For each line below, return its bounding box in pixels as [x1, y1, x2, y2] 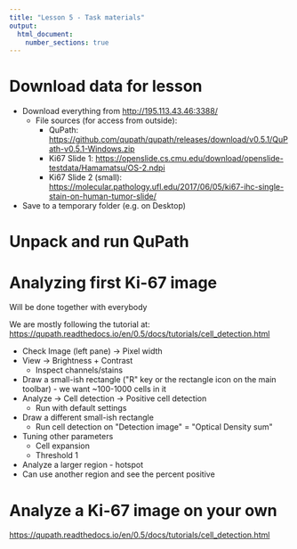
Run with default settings [35, 403, 127, 414]
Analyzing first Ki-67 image [9, 273, 218, 292]
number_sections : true [25, 37, 109, 47]
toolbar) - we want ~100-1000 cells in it [21, 384, 167, 395]
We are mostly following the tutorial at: [9, 319, 150, 330]
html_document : [17, 29, 74, 38]
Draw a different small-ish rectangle [21, 412, 154, 423]
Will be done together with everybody [9, 302, 148, 313]
